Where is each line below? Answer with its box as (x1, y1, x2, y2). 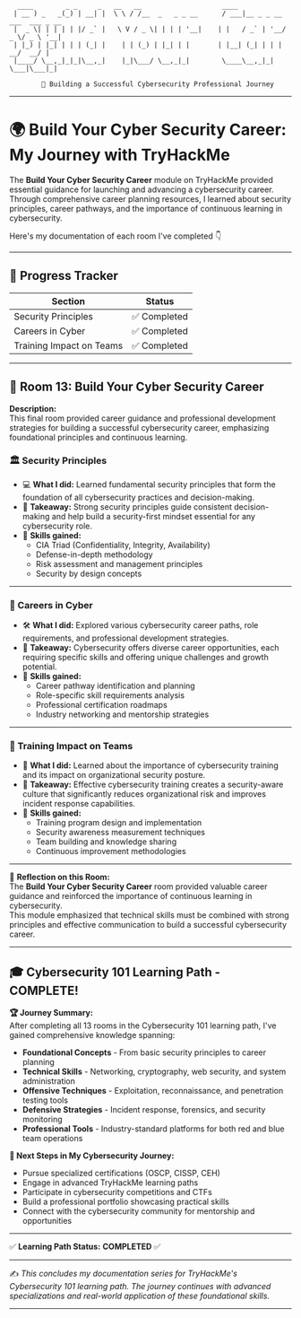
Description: (9, 403, 56, 414)
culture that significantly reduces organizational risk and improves (21, 789, 267, 799)
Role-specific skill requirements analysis (35, 690, 185, 701)
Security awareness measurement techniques (35, 827, 206, 838)
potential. (21, 661, 57, 672)
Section (51, 294, 85, 307)
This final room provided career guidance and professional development (9, 413, 276, 423)
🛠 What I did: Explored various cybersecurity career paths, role (21, 620, 259, 631)
